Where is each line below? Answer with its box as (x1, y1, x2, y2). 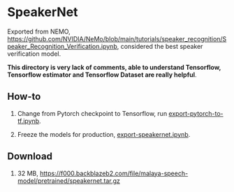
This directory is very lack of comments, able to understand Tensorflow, (7, 63, 221, 71)
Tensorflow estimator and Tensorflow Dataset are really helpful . (7, 71, 197, 79)
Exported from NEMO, (7, 27, 71, 36)
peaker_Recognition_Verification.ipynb (7, 42, 117, 50)
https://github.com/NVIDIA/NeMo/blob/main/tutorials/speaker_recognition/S (7, 34, 227, 43)
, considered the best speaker (117, 42, 203, 50)
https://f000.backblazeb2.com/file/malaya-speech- (39, 169, 189, 177)
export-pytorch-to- (168, 109, 224, 117)
